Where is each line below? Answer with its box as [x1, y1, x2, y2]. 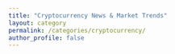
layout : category [8, 19, 67, 27]
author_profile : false [8, 33, 85, 42]
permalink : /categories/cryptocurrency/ [8, 26, 147, 34]
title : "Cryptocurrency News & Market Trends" [8, 11, 168, 20]
